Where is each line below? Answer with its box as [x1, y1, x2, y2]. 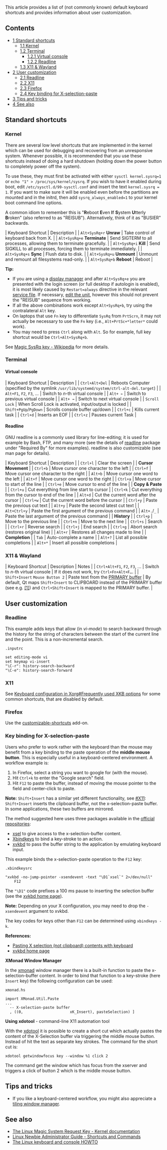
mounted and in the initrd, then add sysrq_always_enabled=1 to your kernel [5, 194, 158, 200]
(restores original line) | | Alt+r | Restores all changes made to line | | [5, 529, 147, 535]
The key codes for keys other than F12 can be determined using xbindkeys [5, 918, 158, 924]
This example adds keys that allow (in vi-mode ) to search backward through [5, 626, 162, 632]
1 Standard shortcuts [12, 37, 55, 43]
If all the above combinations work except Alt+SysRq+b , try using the [12, 302, 153, 308]
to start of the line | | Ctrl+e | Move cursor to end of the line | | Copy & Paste [5, 481, 162, 487]
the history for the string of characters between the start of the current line [5, 631, 159, 637]
